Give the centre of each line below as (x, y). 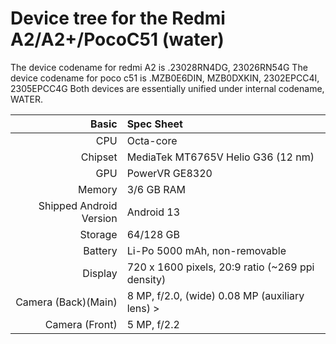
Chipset (99, 157)
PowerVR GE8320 (169, 173)
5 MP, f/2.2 (153, 324)
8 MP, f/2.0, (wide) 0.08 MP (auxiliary (215, 295)
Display (100, 273)
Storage (98, 234)
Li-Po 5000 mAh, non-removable (206, 250)
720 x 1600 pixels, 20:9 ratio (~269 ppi (220, 267)
